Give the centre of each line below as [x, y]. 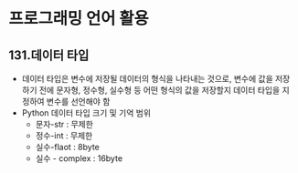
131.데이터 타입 [49, 55]
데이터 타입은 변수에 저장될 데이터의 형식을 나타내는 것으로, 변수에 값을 [147, 79]
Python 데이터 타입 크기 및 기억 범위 [86, 113]
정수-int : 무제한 [64, 136]
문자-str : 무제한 [64, 124]
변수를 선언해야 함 [78, 102]
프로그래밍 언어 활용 [79, 19]
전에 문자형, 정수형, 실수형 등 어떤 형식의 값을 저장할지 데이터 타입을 [160, 90]
